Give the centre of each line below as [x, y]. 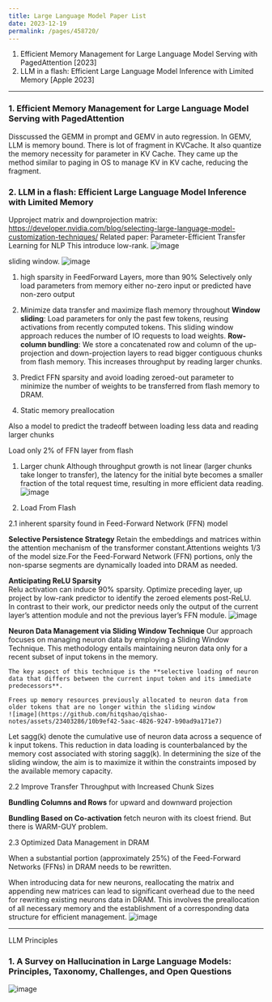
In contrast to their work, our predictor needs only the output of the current [134, 606]
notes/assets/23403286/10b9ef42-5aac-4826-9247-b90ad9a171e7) [115, 721]
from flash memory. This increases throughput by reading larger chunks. [141, 361]
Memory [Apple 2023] [57, 80]
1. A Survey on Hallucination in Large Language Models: [120, 961]
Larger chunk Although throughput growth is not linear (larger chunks [136, 466]
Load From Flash [48, 507]
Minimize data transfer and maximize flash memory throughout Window [140, 310]
